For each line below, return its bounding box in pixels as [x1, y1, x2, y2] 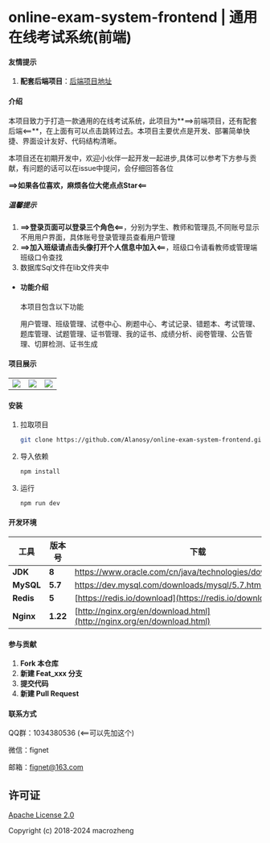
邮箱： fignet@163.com [8, 762, 84, 772]
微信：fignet [8, 745, 50, 755]
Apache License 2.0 [8, 810, 75, 820]
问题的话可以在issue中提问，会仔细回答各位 [29, 163, 174, 172]
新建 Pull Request [19, 689, 80, 699]
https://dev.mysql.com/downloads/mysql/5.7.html [74, 579, 264, 590]
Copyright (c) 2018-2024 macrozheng [8, 826, 134, 836]
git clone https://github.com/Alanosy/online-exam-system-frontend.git [19, 436, 265, 444]
